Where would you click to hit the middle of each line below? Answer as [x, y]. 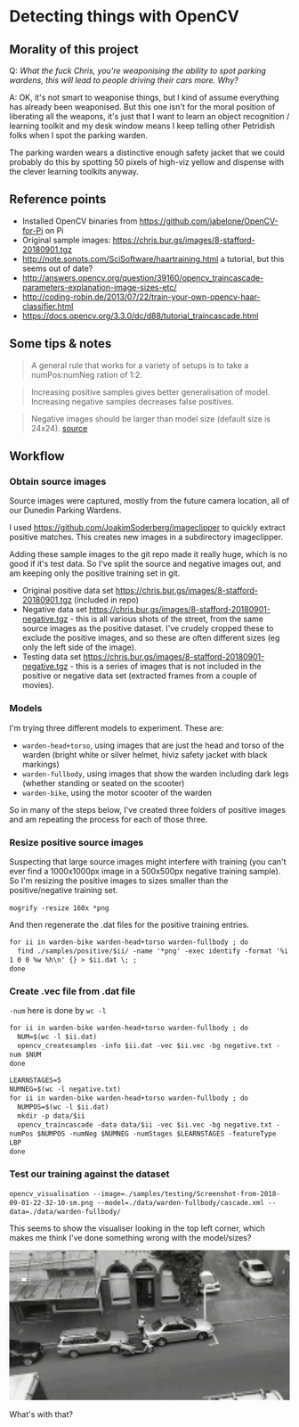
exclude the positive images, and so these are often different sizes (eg [151, 638]
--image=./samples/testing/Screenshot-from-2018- [186, 1193]
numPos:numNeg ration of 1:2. [86, 374]
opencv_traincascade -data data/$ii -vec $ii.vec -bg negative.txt [145, 1125]
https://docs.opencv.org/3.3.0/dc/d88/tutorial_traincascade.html [140, 316]
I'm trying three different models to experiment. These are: [117, 727]
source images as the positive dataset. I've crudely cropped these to [148, 628]
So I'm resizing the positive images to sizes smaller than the [119, 881]
